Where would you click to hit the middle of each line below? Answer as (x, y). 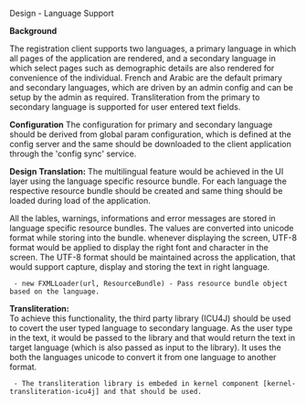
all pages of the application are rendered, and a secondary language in (142, 58)
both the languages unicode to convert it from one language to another (143, 357)
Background (33, 31)
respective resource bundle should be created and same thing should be (146, 191)
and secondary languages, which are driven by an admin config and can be (152, 87)
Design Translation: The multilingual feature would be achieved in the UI (147, 171)
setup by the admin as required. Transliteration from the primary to (135, 97)
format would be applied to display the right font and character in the (139, 247)
